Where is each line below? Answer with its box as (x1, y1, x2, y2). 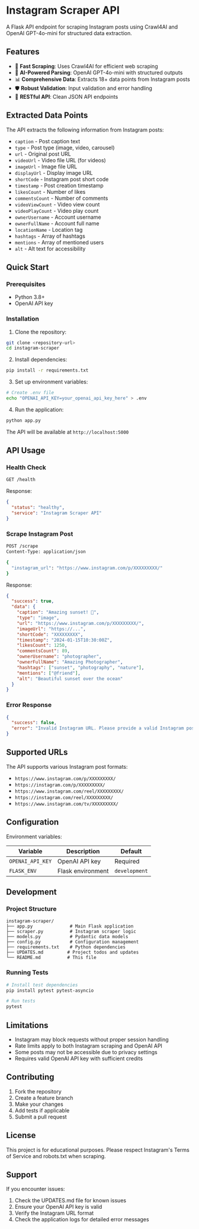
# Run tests (6, 998, 36, 1004)
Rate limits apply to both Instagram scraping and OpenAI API (14, 1042, 163, 1049)
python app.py (6, 417, 41, 423)
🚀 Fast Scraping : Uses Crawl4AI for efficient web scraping (14, 62, 158, 70)
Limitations (6, 1020, 49, 1030)
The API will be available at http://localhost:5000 (6, 428, 129, 435)
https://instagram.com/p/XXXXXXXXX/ (14, 782, 105, 788)
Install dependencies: (14, 356, 68, 363)
